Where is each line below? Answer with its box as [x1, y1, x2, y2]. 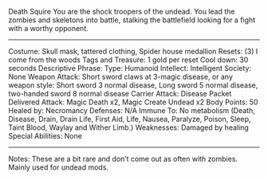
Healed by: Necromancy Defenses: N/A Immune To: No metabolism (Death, [8, 106, 255, 115]
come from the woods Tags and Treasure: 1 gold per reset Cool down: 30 [8, 55, 249, 65]
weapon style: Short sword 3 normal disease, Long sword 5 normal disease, [8, 80, 258, 90]
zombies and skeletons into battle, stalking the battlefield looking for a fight [8, 15, 256, 25]
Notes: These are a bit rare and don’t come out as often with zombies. [8, 155, 238, 163]
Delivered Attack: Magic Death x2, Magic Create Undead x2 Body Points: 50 [8, 97, 258, 107]
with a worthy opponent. [8, 24, 89, 33]
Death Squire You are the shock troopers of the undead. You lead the [8, 7, 235, 16]
